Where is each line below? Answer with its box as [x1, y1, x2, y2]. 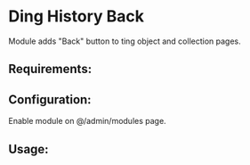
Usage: [8, 141, 50, 157]
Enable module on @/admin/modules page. [8, 116, 166, 127]
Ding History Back [8, 6, 144, 27]
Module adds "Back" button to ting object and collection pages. [8, 36, 241, 46]
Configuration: [8, 92, 92, 107]
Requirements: [8, 62, 93, 77]
